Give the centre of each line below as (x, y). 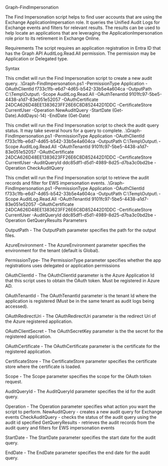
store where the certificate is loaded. (43, 367)
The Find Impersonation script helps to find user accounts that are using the (84, 17)
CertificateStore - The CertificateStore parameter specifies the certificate (81, 361)
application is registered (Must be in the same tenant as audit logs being (80, 301)
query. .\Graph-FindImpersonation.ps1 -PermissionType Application (75, 83)
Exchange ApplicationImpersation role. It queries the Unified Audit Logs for (83, 22)
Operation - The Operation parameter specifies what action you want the (80, 406)
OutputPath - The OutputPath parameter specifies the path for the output (81, 230)
